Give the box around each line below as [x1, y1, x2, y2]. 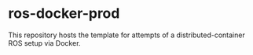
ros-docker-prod [8, 5, 120, 22]
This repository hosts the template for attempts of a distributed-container [8, 30, 245, 40]
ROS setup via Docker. [8, 38, 81, 47]
